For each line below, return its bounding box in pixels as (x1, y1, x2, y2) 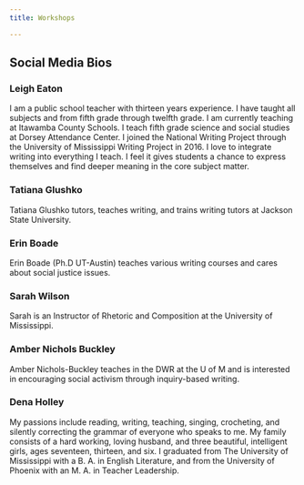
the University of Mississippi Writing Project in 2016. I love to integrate (9, 142, 272, 153)
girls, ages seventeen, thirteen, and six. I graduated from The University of (9, 445, 289, 456)
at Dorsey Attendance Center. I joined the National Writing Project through (9, 132, 287, 143)
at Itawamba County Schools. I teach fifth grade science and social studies (9, 122, 290, 133)
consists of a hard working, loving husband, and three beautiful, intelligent (9, 436, 289, 447)
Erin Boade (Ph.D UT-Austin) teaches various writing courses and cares (9, 257, 278, 268)
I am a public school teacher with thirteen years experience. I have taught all (9, 103, 296, 114)
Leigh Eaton (9, 82, 64, 95)
